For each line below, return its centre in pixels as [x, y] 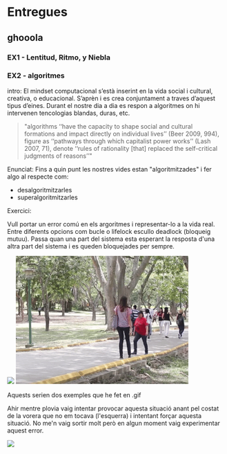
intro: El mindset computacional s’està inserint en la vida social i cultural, [110, 91]
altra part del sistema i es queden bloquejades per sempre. [91, 246]
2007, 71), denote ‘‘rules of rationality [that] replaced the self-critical [121, 148]
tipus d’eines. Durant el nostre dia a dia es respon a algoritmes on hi [103, 105]
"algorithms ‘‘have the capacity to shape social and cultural [108, 126]
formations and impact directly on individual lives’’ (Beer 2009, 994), [121, 134]
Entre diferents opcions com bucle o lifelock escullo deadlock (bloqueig [109, 231]
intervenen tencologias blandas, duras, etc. [69, 113]
